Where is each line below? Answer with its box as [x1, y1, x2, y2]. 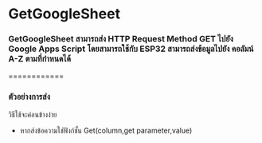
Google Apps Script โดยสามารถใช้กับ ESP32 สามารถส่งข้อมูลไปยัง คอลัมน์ [8, 43, 254, 54]
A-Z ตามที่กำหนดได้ [8, 54, 72, 65]
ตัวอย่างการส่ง [8, 91, 50, 102]
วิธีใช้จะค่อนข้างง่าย [8, 109, 57, 119]
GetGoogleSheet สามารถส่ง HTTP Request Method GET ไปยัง [8, 34, 233, 45]
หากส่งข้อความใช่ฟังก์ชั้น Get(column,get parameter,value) [19, 125, 193, 135]
